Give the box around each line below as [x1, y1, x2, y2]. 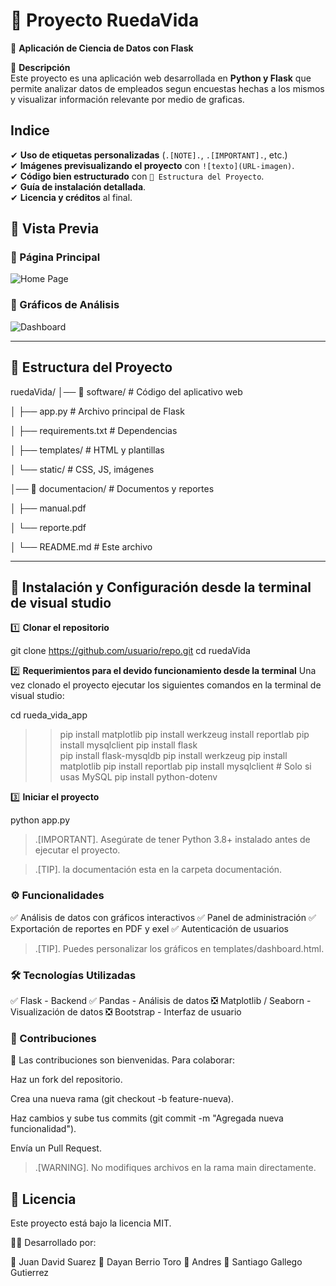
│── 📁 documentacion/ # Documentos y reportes [10, 482, 215, 494]
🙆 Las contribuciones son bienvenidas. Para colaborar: [10, 1054, 235, 1066]
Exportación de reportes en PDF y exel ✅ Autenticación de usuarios [10, 922, 289, 934]
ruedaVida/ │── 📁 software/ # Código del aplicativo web [10, 385, 243, 398]
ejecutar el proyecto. [34, 844, 121, 856]
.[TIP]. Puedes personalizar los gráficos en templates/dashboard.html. [34, 942, 325, 954]
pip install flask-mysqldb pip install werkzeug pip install [59, 750, 288, 762]
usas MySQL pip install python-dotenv [59, 771, 218, 783]
